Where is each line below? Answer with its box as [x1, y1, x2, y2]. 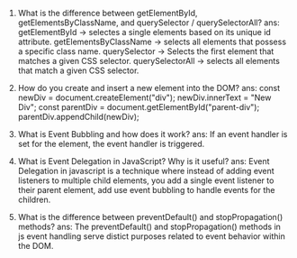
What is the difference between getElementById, [17, 8, 198, 18]
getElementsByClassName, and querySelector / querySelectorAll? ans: [17, 17, 281, 28]
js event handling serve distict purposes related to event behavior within [17, 231, 285, 242]
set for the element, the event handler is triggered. [17, 139, 205, 149]
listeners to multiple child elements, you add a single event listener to [17, 175, 274, 186]
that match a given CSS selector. [17, 65, 139, 76]
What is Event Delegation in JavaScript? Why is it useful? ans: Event [17, 156, 270, 166]
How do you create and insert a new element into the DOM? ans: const [17, 83, 281, 93]
